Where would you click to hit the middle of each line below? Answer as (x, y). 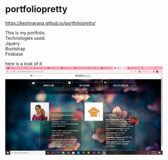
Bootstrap (15, 48)
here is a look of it (24, 63)
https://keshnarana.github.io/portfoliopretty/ (50, 23)
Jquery (12, 43)
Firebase (14, 54)
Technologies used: (25, 38)
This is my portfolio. (25, 32)
